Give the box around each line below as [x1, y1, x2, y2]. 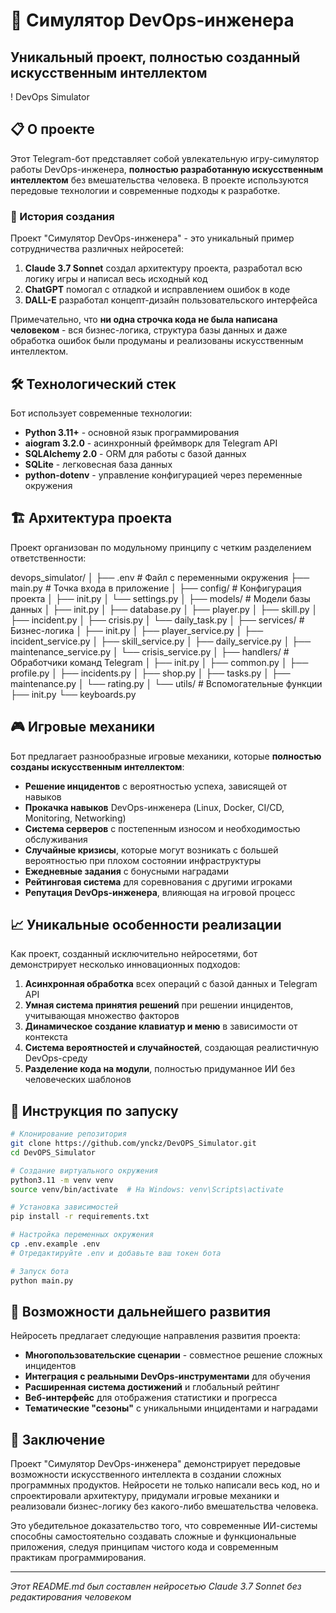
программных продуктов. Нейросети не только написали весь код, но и [10, 1479, 320, 1491]
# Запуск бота [10, 1266, 70, 1276]
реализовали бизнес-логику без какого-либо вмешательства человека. [10, 1500, 319, 1513]
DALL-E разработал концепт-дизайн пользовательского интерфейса [24, 294, 318, 306]
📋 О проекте [10, 121, 95, 138]
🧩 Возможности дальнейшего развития [10, 1303, 272, 1320]
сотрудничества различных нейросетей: [10, 243, 185, 255]
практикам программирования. [10, 1552, 147, 1564]
